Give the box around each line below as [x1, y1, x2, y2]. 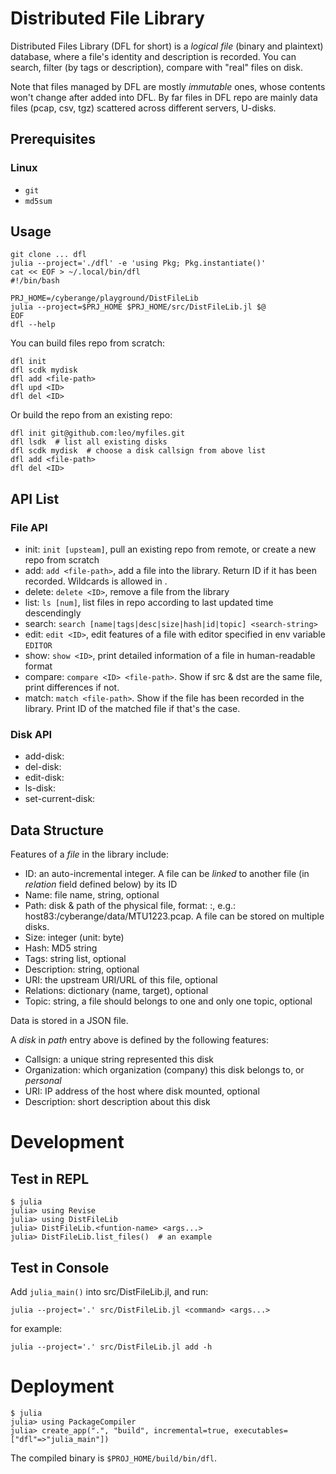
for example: [10, 1323, 63, 1335]
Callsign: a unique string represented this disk [24, 1053, 215, 1066]
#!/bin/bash [10, 276, 60, 286]
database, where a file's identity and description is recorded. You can [10, 50, 297, 62]
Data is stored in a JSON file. [10, 1015, 129, 1027]
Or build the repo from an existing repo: [10, 409, 173, 421]
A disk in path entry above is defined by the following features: [10, 1034, 269, 1046]
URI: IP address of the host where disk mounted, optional [24, 1085, 260, 1097]
